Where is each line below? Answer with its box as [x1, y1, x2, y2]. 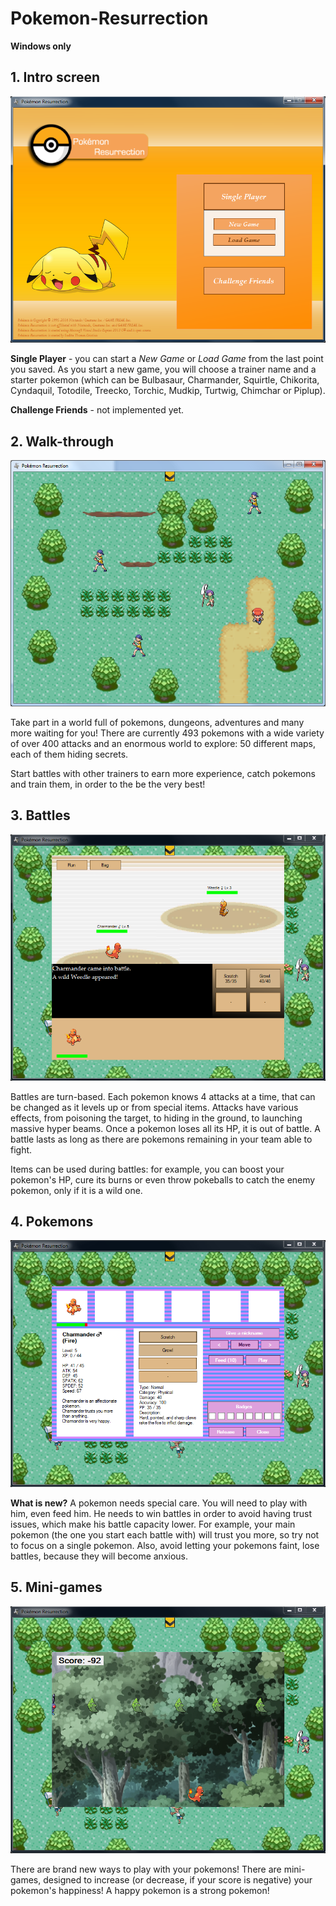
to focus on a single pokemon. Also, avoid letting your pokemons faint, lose [10, 1539, 320, 1551]
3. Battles [10, 807, 71, 824]
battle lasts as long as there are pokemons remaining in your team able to [10, 1133, 313, 1145]
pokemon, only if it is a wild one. [10, 1184, 143, 1196]
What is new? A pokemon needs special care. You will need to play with [10, 1497, 308, 1509]
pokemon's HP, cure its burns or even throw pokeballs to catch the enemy [10, 1173, 316, 1186]
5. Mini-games [10, 1579, 103, 1596]
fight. [10, 1143, 33, 1156]
